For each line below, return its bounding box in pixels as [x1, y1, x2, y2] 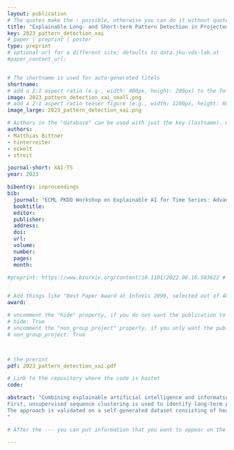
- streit [7, 151, 33, 159]
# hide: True [7, 318, 45, 325]
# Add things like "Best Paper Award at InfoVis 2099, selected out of [7, 292, 219, 300]
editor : [13, 209, 36, 216]
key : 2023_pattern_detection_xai [7, 29, 104, 37]
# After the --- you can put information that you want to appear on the [7, 426, 226, 433]
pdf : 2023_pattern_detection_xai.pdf [7, 362, 117, 370]
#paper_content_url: [7, 56, 68, 63]
